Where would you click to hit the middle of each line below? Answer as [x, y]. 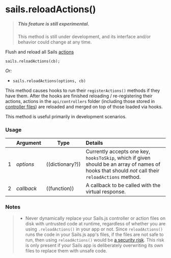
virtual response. [106, 192]
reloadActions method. [113, 177]
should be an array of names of [123, 164]
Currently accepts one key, [118, 151]
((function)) [60, 189]
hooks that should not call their [123, 171]
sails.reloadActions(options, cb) [49, 81]
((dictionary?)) [63, 164]
